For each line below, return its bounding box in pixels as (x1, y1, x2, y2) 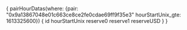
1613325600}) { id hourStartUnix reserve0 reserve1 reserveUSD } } (6, 18, 168, 24)
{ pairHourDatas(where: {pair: (6, 5, 78, 12)
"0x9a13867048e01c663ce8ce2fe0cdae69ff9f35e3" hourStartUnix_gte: (6, 11, 181, 18)
